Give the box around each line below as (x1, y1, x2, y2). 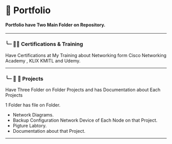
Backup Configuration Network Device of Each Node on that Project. (12, 117, 158, 123)
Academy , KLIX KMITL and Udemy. (5, 57, 81, 64)
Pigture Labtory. (12, 122, 47, 129)
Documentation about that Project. (12, 128, 85, 134)
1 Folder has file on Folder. (5, 102, 60, 108)
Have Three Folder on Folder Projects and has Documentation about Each (5, 87, 161, 93)
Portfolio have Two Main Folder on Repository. (5, 21, 106, 27)
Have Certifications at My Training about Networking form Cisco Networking (5, 52, 167, 58)
